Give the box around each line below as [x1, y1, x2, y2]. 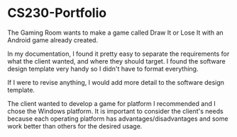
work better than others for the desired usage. [7, 121, 143, 130]
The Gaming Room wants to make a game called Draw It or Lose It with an [7, 28, 224, 37]
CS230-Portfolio [7, 5, 107, 21]
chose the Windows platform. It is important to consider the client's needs [7, 107, 224, 115]
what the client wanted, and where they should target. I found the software [7, 56, 226, 65]
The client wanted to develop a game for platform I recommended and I [7, 99, 216, 107]
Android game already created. [7, 35, 98, 44]
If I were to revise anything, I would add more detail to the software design [7, 78, 225, 86]
